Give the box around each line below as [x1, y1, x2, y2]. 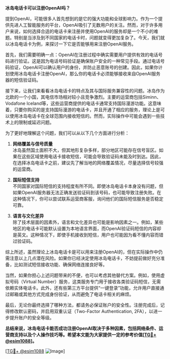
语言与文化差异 [12, 213, 44, 219]
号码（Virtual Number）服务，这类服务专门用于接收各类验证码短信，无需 [9, 279, 161, 285]
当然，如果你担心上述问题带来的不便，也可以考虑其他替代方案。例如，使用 [5, 273, 160, 278]
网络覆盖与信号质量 [12, 141, 53, 147]
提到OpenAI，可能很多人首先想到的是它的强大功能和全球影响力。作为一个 [5, 16, 158, 22]
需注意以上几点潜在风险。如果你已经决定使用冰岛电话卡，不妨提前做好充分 [5, 255, 160, 261]
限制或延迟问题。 [18, 119, 54, 125]
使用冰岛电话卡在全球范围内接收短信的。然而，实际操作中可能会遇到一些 [9, 113, 160, 119]
